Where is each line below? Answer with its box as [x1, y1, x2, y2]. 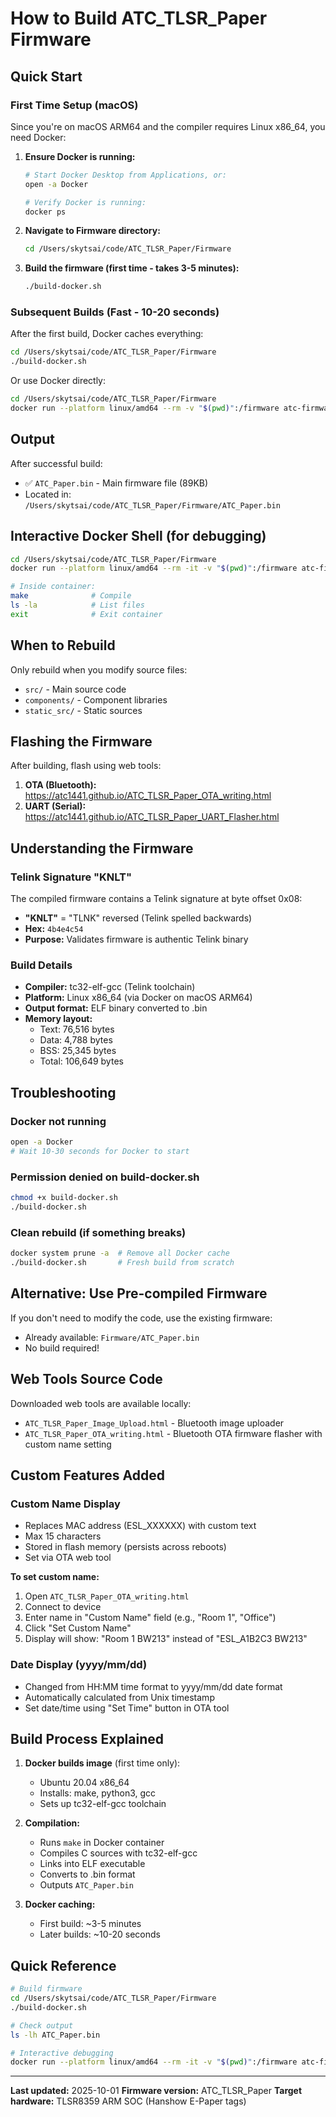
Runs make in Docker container [39, 1837, 165, 1849]
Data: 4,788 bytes [39, 1034, 113, 1046]
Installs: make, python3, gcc [39, 1787, 157, 1799]
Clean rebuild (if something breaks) [10, 1225, 187, 1239]
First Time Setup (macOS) [10, 98, 139, 112]
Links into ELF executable [39, 1858, 146, 1870]
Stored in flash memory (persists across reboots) [24, 1541, 227, 1553]
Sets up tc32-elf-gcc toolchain [39, 1798, 167, 1810]
